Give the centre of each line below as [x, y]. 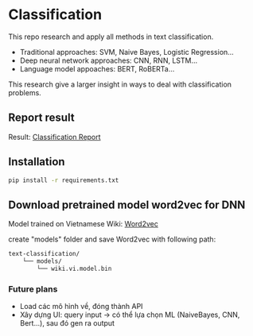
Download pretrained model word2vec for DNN [127, 205]
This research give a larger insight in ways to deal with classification [120, 84]
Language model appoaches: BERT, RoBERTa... [97, 68]
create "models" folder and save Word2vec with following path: [112, 239]
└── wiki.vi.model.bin [74, 268]
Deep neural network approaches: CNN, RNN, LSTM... [109, 60]
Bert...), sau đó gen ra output [67, 323]
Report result [41, 118]
